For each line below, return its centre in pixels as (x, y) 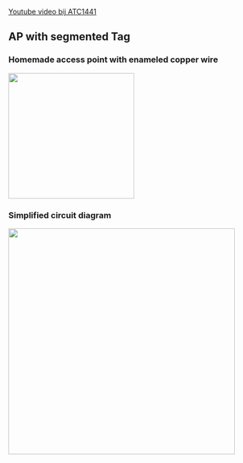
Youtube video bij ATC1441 (52, 12)
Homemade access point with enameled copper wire (113, 59)
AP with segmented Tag (70, 37)
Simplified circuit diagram (60, 215)
